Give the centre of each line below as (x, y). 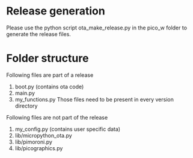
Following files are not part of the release (57, 117)
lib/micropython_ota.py (43, 135)
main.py (25, 93)
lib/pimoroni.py (34, 142)
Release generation (56, 11)
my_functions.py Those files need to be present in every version (94, 99)
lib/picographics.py (39, 148)
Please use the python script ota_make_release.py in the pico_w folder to (97, 28)
